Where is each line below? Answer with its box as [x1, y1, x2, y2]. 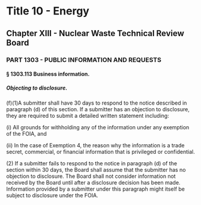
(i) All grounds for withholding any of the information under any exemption [6, 124, 190, 131]
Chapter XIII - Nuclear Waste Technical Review [6, 28, 185, 38]
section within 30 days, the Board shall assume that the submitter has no [6, 167, 186, 174]
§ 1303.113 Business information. [6, 70, 90, 78]
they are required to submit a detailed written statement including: [6, 112, 169, 120]
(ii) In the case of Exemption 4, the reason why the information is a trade [6, 142, 185, 149]
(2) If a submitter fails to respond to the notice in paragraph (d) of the [6, 160, 178, 167]
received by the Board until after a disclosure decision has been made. [6, 179, 181, 186]
